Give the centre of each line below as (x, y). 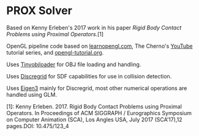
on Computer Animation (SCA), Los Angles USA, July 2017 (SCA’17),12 (94, 119)
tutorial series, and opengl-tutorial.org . (55, 52)
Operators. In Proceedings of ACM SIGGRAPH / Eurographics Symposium (99, 113)
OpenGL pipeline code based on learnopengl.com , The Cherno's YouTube (99, 46)
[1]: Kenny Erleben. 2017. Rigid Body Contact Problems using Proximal (94, 106)
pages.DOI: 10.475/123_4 (38, 126)
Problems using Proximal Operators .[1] (55, 34)
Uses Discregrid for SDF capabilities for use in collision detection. (89, 76)
